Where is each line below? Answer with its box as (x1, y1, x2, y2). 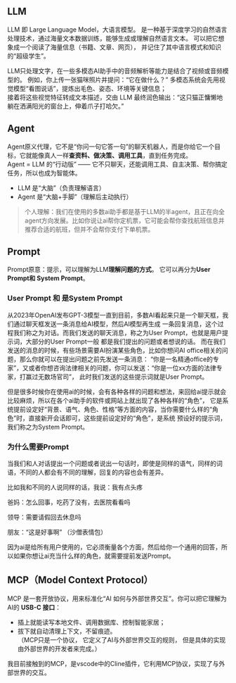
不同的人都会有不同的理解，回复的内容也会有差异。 (19, 468, 167, 477)
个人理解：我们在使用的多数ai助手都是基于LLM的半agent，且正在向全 (24, 207, 225, 215)
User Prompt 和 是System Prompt (7, 294, 123, 303)
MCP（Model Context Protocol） (7, 574, 153, 587)
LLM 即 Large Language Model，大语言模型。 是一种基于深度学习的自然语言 (7, 25, 228, 34)
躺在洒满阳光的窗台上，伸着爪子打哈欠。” (7, 101, 124, 110)
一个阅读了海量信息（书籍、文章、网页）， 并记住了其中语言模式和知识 (19, 42, 221, 51)
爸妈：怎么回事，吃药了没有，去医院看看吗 (7, 498, 131, 506)
